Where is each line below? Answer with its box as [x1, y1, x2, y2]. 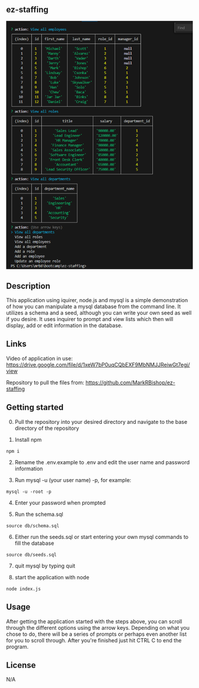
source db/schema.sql [6, 522, 60, 529]
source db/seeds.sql [6, 551, 57, 557]
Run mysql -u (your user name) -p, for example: [14, 476, 131, 483]
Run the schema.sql [14, 511, 63, 518]
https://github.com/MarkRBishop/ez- [85, 379, 176, 386]
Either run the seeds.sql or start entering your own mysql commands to [14, 533, 188, 540]
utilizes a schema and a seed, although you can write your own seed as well [6, 309, 192, 316]
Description [6, 281, 50, 291]
